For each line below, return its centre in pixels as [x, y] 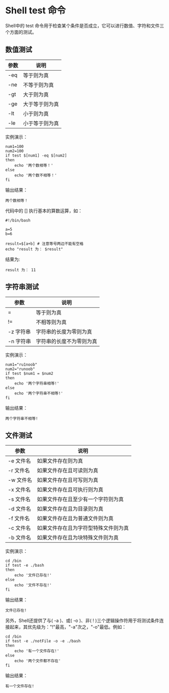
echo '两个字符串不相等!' [39, 393]
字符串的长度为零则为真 [64, 331]
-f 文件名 [19, 519]
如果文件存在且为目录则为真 [70, 509]
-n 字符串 [20, 341]
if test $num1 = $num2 [29, 373]
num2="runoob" [20, 369]
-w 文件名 [20, 480]
